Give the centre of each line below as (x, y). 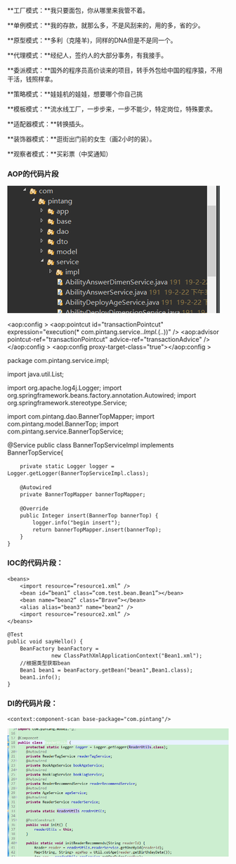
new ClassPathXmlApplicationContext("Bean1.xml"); (127, 655)
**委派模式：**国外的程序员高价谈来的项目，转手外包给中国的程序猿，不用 (115, 70)
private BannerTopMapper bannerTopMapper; (83, 495)
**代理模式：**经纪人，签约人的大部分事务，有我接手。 (87, 55)
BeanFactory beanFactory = (59, 648)
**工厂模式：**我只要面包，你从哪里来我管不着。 (78, 10)
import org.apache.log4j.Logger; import (65, 388)
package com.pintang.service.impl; (58, 361)
